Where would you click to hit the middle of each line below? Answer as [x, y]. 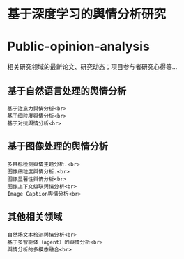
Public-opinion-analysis [78, 47]
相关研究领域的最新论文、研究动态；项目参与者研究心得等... [92, 67]
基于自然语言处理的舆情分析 [67, 91]
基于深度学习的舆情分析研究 [87, 14]
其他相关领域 [35, 217]
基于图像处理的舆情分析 [58, 147]
